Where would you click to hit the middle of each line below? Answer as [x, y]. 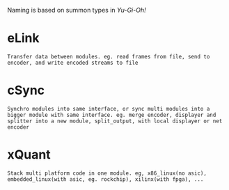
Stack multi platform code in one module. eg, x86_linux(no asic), [107, 173]
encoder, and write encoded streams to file [73, 63]
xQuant [29, 155]
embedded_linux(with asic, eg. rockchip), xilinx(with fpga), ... [105, 179]
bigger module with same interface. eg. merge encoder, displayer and [112, 115]
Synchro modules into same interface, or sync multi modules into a [109, 109]
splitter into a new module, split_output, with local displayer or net [115, 121]
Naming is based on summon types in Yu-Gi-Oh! [77, 10]
